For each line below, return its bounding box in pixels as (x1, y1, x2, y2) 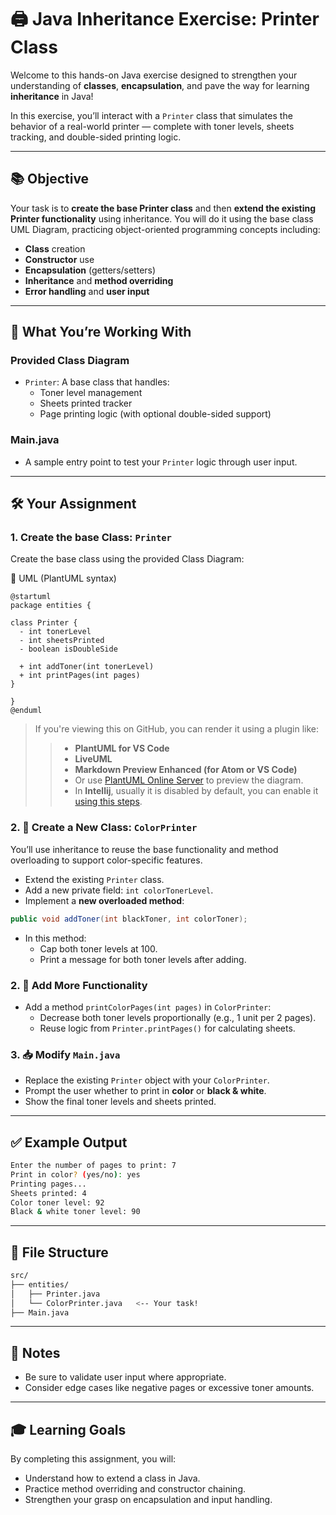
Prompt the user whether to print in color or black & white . (24, 1085, 267, 1097)
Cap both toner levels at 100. (39, 942, 158, 955)
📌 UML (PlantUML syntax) (10, 572, 117, 585)
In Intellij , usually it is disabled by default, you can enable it (74, 785, 319, 797)
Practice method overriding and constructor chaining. (24, 1483, 246, 1495)
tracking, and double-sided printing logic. (10, 131, 182, 143)
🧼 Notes (10, 1344, 61, 1361)
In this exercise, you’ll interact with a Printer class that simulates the (10, 109, 293, 121)
